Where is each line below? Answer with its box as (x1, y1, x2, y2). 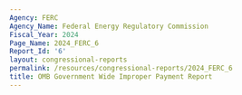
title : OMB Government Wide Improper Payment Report (9, 72, 213, 81)
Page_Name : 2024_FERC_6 (9, 38, 100, 48)
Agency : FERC (9, 13, 59, 23)
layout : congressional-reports (9, 55, 128, 64)
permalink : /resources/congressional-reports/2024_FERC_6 (9, 64, 233, 73)
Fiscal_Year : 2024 (9, 30, 79, 39)
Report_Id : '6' (9, 47, 67, 56)
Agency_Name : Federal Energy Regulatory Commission (9, 22, 208, 31)
